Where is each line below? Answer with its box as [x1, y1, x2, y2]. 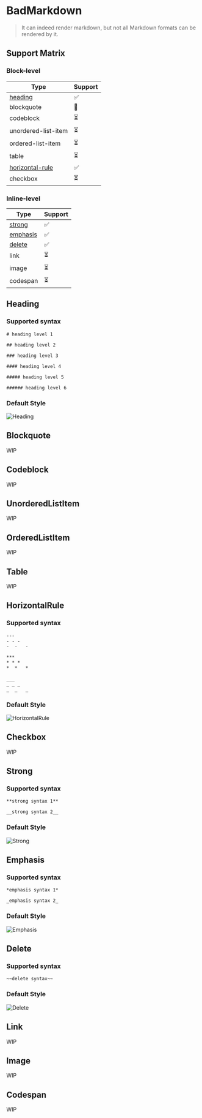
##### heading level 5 [6, 374, 64, 380]
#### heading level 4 [6, 363, 62, 369]
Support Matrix [6, 48, 65, 59]
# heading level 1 [6, 331, 53, 337]
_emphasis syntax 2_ [6, 898, 59, 904]
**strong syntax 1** [6, 798, 59, 805]
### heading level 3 [6, 353, 59, 359]
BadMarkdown [6, 4, 82, 18]
